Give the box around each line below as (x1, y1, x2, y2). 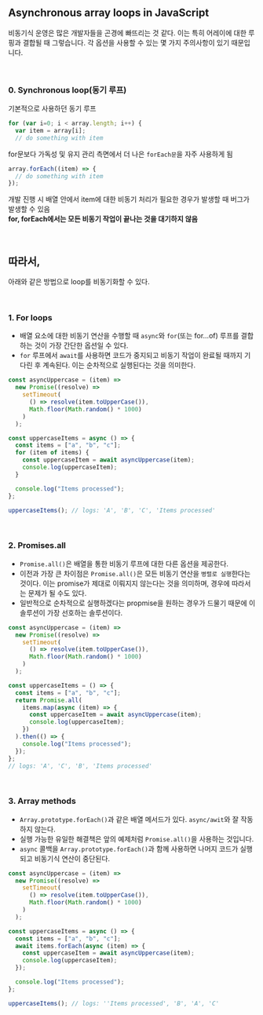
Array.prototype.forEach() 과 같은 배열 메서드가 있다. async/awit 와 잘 (19, 814, 239, 823)
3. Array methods (8, 796, 76, 807)
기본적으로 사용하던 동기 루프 (8, 104, 97, 113)
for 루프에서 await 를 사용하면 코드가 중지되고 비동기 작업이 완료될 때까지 (19, 351, 243, 360)
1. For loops (8, 312, 53, 323)
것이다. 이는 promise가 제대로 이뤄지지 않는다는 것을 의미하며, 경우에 (19, 579, 230, 588)
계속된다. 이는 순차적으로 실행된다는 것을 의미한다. (42, 360, 196, 370)
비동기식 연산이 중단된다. (34, 853, 111, 863)
